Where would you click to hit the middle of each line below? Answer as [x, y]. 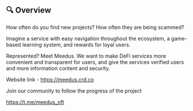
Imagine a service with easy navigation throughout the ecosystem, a [88, 38]
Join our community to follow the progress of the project [74, 91]
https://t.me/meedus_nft [35, 102]
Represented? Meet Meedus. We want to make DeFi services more [86, 56]
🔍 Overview [29, 10]
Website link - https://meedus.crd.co [50, 79]
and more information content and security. [58, 68]
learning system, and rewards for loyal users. [76, 44]
